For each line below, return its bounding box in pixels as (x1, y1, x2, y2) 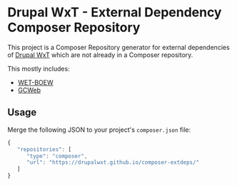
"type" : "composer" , (26, 153, 88, 160)
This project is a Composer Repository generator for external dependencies (7, 43, 230, 51)
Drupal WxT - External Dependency (7, 4, 222, 21)
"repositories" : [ (16, 145, 72, 153)
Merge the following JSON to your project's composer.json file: (7, 125, 191, 134)
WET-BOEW (17, 78, 54, 86)
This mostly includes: (7, 64, 70, 73)
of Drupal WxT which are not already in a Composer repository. (7, 51, 193, 59)
